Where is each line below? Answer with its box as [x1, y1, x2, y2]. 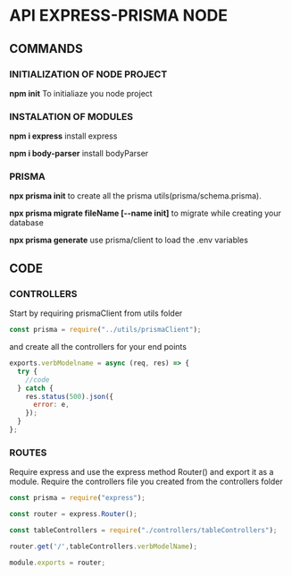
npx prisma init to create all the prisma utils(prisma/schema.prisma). [9, 191, 262, 201]
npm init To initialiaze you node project [9, 88, 154, 98]
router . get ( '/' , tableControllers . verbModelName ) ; [9, 542, 198, 551]
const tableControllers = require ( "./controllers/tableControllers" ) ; [9, 525, 278, 535]
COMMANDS [9, 41, 83, 56]
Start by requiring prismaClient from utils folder [9, 308, 183, 318]
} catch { [17, 384, 54, 393]
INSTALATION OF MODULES [9, 110, 134, 123]
